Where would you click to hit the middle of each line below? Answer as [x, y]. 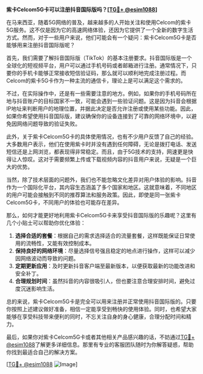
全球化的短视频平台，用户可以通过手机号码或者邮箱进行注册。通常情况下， [99, 65]
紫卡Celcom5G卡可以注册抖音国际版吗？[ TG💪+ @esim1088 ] [82, 9]
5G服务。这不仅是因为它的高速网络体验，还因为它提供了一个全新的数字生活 [100, 30]
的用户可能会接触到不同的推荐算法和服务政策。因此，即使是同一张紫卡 [94, 195]
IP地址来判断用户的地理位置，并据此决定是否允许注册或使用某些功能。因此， [101, 109]
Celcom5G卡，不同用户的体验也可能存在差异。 [64, 202]
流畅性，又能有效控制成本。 [60, 243]
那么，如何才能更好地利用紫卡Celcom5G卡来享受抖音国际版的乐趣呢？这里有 [101, 215]
